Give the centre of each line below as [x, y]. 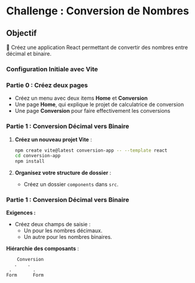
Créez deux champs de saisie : [52, 224]
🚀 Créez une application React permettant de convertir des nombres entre [97, 47]
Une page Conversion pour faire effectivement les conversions [93, 111]
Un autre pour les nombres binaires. [68, 237]
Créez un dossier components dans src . [71, 184]
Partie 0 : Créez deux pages [47, 85]
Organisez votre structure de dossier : [63, 173]
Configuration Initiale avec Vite [52, 69]
